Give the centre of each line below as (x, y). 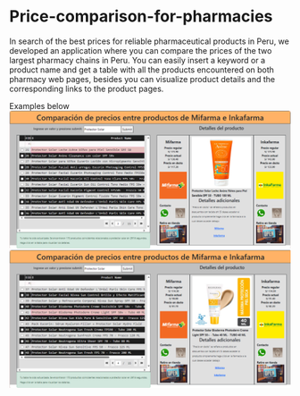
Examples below (39, 105)
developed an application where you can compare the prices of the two (141, 50)
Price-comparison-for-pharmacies (141, 17)
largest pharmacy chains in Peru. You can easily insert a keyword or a (137, 60)
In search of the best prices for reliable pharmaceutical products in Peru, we (150, 41)
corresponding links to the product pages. (87, 88)
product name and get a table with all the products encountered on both (142, 70)
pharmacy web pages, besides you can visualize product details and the (142, 79)
